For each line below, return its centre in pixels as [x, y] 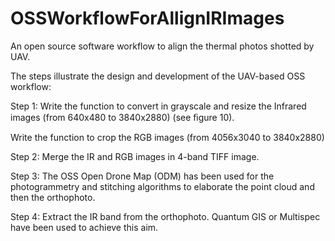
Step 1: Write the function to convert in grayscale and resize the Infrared [158, 106]
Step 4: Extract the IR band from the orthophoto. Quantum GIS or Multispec [165, 216]
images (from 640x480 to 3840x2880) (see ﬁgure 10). [122, 117]
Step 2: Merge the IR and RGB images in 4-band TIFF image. [135, 156]
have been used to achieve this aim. [84, 227]
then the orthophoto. [53, 197]
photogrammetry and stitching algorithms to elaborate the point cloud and [162, 186]
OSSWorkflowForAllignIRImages [147, 18]
